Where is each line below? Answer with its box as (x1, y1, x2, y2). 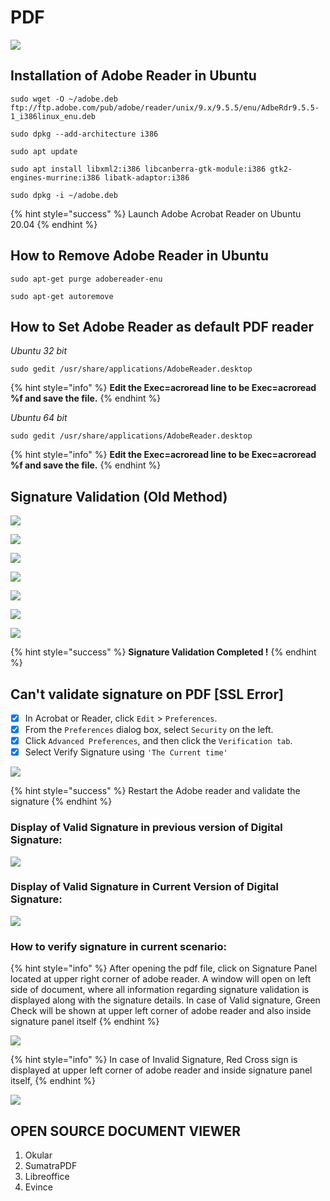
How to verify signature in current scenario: (10, 939, 227, 953)
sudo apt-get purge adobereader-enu (10, 274, 163, 284)
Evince (24, 1181, 53, 1193)
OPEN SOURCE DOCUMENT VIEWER (10, 1122, 242, 1140)
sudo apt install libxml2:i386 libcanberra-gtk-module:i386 (10, 164, 267, 174)
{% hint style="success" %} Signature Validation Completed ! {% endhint (10, 646, 317, 658)
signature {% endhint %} (10, 796, 113, 808)
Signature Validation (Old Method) (10, 488, 228, 505)
